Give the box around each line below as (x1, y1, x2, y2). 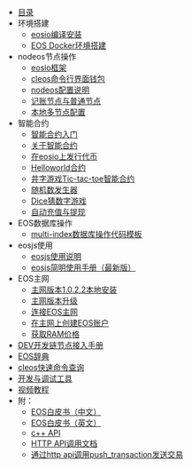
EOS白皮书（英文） (30, 417, 102, 428)
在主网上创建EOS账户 (30, 318, 109, 328)
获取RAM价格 (30, 329, 80, 339)
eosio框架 (30, 62, 67, 73)
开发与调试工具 (17, 373, 73, 384)
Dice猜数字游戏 (30, 195, 87, 206)
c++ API (30, 428, 61, 438)
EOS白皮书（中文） (30, 407, 102, 416)
